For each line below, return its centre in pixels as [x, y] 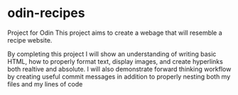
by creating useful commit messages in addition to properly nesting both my [119, 77]
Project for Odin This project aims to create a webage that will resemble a [115, 33]
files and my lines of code [45, 84]
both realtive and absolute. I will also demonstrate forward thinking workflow [119, 69]
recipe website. [30, 40]
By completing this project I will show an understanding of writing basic [112, 54]
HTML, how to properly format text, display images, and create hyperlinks [115, 61]
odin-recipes [46, 13]
